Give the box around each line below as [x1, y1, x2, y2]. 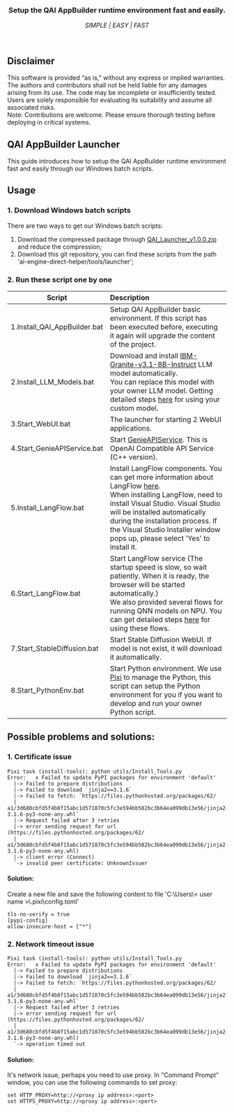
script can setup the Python [110, 681, 201, 691]
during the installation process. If [110, 516, 217, 526]
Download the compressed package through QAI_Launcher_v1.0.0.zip [17, 235, 217, 243]
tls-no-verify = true [7, 911, 70, 918]
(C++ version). [110, 452, 158, 462]
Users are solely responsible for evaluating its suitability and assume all [7, 96, 212, 104]
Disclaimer [7, 55, 55, 67]
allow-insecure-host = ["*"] [7, 923, 92, 930]
